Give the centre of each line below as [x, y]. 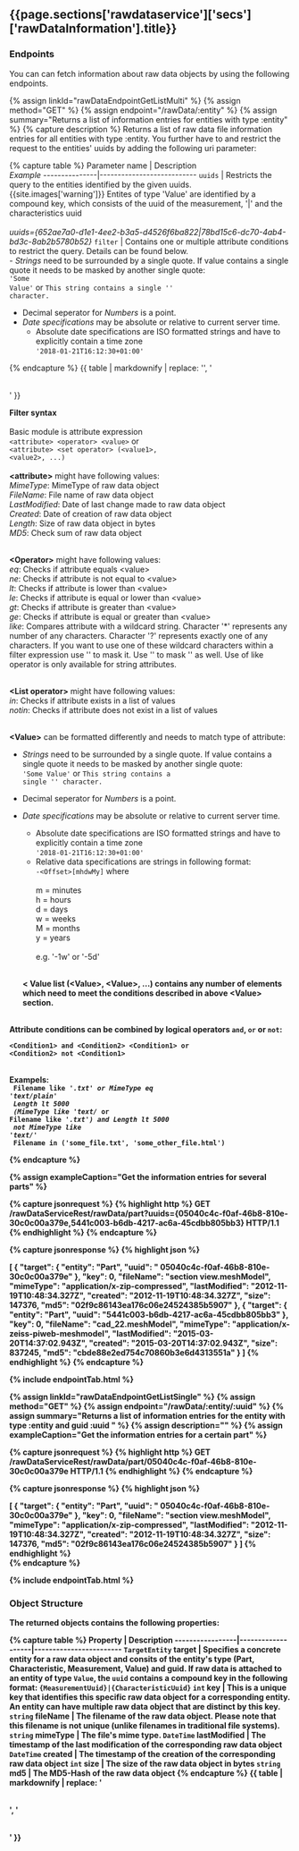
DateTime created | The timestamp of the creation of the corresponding [142, 1753]
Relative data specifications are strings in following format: [143, 862]
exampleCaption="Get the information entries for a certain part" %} [138, 1434]
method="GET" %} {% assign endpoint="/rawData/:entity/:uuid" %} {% [146, 1406]
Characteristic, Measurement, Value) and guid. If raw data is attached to [146, 1668]
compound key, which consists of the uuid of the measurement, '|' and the [146, 203]
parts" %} [28, 1186]
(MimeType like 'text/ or [61, 1112]
